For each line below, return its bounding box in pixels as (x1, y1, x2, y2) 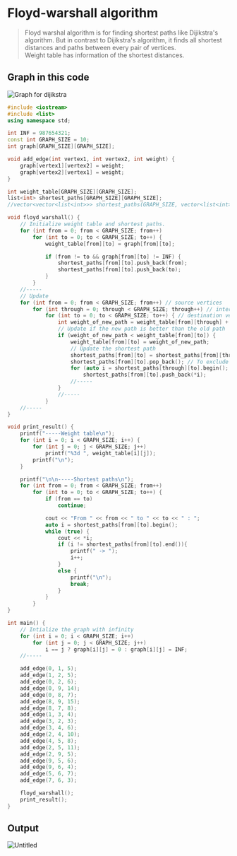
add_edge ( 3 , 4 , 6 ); (20, 725, 78, 732)
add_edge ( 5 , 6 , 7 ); (20, 770, 78, 778)
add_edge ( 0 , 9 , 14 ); (20, 684, 80, 692)
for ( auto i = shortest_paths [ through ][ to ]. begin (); (70, 365, 229, 372)
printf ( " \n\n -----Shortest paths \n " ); (20, 476, 134, 483)
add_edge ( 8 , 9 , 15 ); (20, 698, 80, 705)
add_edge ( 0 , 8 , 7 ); (20, 691, 78, 698)
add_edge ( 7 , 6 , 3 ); (20, 777, 78, 784)
